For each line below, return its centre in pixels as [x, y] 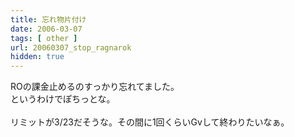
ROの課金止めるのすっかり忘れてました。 [95, 87]
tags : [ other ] [44, 38]
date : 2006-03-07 [46, 29]
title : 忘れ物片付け [48, 19]
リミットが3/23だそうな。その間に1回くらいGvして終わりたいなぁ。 [150, 122]
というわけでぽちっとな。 [63, 99]
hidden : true [37, 57]
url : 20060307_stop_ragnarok [71, 47]
